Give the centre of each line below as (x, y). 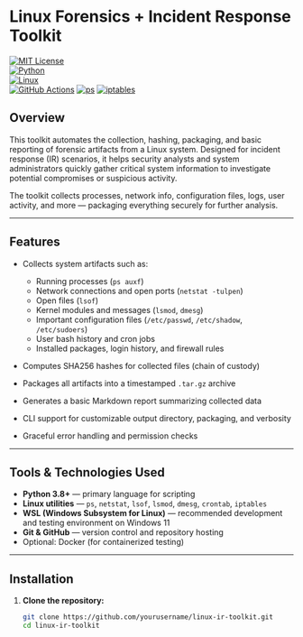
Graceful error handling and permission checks (110, 436)
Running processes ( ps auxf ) (90, 281)
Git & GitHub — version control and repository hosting (123, 532)
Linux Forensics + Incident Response (150, 17)
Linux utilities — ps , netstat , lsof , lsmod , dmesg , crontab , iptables (145, 503)
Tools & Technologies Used (87, 472)
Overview (37, 118)
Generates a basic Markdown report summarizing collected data (142, 401)
